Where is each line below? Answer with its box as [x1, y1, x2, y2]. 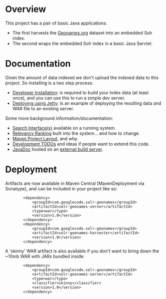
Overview [5, 4, 46, 15]
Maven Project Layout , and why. [12, 135, 79, 141]
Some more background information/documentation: [5, 115, 113, 121]
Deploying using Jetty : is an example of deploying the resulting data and [12, 100, 162, 106]
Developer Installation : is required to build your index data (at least [12, 89, 149, 96]
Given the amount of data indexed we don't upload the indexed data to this [5, 74, 159, 81]
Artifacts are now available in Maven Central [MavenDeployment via [5, 180, 145, 186]
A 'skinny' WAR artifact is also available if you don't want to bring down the [5, 248, 160, 254]
